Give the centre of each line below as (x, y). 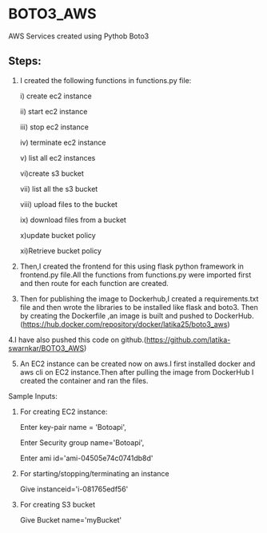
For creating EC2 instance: (64, 412)
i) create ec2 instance (56, 96)
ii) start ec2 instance (54, 111)
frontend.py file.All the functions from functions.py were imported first (135, 274)
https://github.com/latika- (189, 340)
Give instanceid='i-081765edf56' (74, 489)
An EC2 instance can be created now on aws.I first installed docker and (137, 364)
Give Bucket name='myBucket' (71, 519)
